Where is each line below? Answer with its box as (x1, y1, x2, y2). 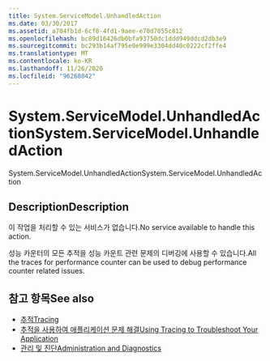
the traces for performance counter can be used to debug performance (8, 257, 247, 267)
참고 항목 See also (8, 291, 95, 305)
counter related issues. (8, 266, 85, 276)
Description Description (8, 200, 130, 214)
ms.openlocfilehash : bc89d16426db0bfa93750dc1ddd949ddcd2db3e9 (8, 34, 227, 43)
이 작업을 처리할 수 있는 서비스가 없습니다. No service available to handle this (8, 223, 255, 232)
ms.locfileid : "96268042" (8, 72, 96, 80)
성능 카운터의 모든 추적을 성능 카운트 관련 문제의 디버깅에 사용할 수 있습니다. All (8, 248, 257, 258)
